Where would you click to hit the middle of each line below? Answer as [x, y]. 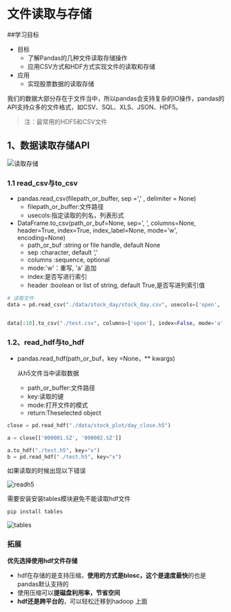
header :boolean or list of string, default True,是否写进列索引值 [116, 285]
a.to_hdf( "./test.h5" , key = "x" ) [53, 450]
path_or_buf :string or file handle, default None [94, 245]
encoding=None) [41, 238]
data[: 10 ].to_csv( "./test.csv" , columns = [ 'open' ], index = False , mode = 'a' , [117, 323]
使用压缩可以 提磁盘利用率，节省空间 [69, 592]
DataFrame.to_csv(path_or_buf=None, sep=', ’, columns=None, [107, 223]
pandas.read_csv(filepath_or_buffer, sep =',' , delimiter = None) [107, 199]
